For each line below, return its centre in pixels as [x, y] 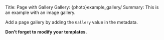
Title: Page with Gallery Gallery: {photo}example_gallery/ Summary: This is [82, 7]
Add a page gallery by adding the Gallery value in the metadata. [71, 22]
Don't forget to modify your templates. [46, 32]
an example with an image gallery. [40, 12]
